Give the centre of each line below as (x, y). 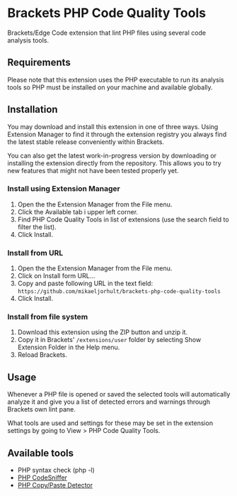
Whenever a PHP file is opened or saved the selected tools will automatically (119, 395)
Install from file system (48, 317)
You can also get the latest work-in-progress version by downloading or (112, 155)
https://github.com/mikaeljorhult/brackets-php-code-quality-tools (119, 292)
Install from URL (35, 253)
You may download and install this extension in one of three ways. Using (113, 126)
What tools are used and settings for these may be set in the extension (110, 423)
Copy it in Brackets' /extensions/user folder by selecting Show (109, 340)
